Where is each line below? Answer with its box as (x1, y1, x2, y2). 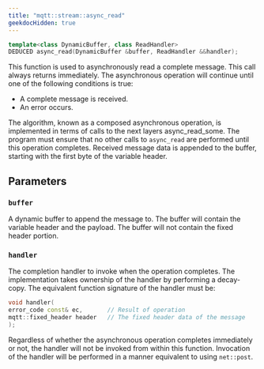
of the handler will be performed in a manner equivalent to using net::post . (8, 352, 254, 361)
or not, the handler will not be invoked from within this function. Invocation (8, 343, 251, 352)
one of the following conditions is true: (8, 79, 134, 88)
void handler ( (8, 299, 55, 307)
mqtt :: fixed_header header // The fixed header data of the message (8, 313, 246, 321)
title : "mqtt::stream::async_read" (8, 11, 126, 20)
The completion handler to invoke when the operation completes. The (8, 266, 236, 277)
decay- (217, 275, 241, 284)
